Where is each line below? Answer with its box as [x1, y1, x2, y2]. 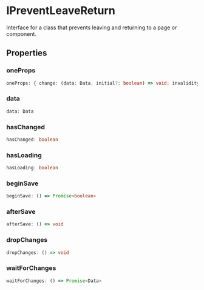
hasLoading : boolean [6, 165, 59, 171]
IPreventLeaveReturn [6, 4, 115, 18]
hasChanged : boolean [6, 136, 59, 143]
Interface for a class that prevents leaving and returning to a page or [6, 24, 177, 31]
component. [6, 30, 36, 37]
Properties [6, 48, 47, 58]
